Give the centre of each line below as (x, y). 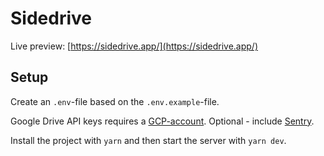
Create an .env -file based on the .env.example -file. (115, 101)
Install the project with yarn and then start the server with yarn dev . (148, 140)
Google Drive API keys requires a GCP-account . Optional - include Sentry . (162, 121)
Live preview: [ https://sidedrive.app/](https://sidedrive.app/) (134, 46)
